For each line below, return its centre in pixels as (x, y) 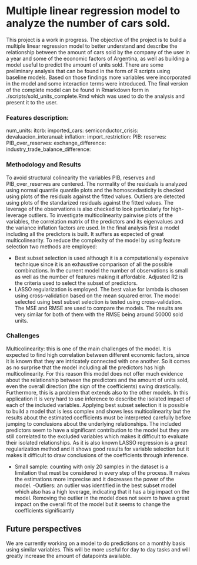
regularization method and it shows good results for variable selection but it (98, 449)
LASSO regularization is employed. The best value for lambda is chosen (101, 289)
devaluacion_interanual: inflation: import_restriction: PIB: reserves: (86, 137)
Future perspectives (44, 529)
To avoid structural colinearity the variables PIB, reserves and (81, 178)
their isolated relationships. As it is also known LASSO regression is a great (97, 442)
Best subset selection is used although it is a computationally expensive (102, 258)
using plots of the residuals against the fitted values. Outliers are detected (96, 196)
